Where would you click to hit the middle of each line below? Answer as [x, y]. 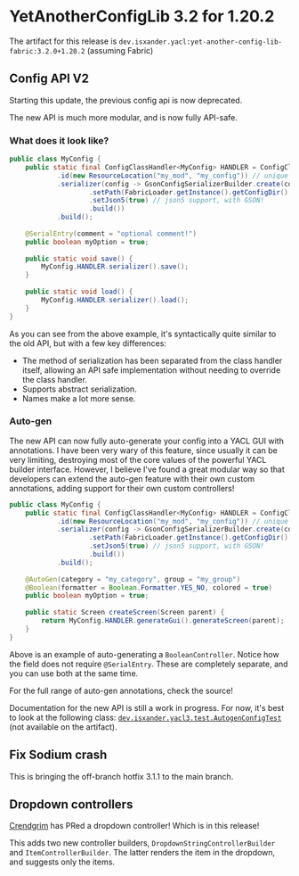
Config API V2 [49, 79]
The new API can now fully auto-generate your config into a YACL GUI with [147, 441]
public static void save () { [79, 259]
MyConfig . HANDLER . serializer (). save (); [115, 267]
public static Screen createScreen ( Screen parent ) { [125, 613]
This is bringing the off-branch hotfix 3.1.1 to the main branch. [121, 776]
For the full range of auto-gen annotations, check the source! [121, 690]
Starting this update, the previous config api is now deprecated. [126, 100]
